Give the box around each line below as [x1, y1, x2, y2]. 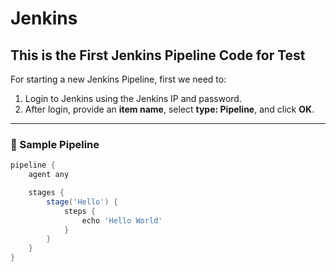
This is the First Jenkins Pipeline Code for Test [10, 47, 306, 64]
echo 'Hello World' [81, 215, 163, 226]
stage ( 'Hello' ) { [46, 197, 118, 207]
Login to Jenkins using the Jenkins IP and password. [24, 93, 242, 104]
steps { [63, 206, 97, 216]
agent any [28, 170, 70, 180]
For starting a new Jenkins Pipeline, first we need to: [10, 73, 227, 85]
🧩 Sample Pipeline [10, 137, 100, 151]
